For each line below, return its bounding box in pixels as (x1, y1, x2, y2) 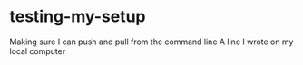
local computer (9, 45, 66, 56)
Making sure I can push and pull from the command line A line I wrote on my (9, 36, 294, 47)
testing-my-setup (9, 6, 147, 27)
